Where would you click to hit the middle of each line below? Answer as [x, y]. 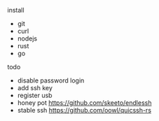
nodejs [27, 38]
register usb [35, 95]
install [16, 10]
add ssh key [35, 88]
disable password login [51, 80]
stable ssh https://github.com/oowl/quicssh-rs [84, 110]
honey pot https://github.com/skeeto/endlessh [84, 103]
